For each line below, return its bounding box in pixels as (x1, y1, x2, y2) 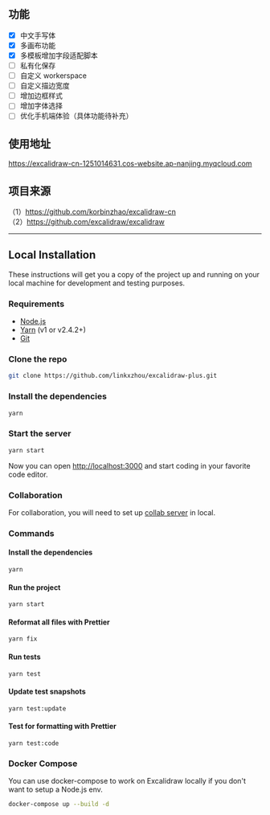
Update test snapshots (8, 686, 86, 697)
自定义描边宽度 (19, 81, 70, 91)
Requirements (8, 298, 65, 309)
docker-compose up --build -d (8, 801, 110, 809)
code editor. (8, 469, 48, 479)
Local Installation (8, 248, 96, 262)
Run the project (8, 582, 61, 592)
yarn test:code (8, 739, 59, 747)
